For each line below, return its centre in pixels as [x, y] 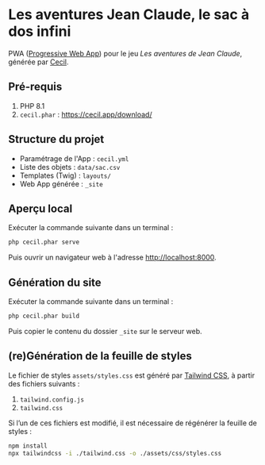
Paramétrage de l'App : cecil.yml [74, 158]
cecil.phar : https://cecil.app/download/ [86, 114]
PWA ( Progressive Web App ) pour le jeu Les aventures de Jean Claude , [125, 53]
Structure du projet [56, 139]
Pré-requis [35, 87]
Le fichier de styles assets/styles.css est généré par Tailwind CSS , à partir [132, 375]
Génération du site [55, 282]
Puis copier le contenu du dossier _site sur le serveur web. [105, 331]
